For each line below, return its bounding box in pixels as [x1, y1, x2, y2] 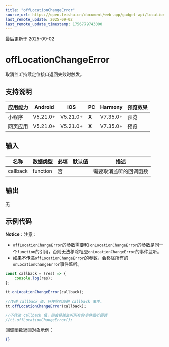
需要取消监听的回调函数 [93, 168, 148, 175]
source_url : [5, 12, 30, 17]
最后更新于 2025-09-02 [5, 36, 54, 42]
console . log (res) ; [14, 276, 53, 281]
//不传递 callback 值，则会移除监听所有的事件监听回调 [5, 313, 107, 318]
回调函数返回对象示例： [5, 327, 54, 333]
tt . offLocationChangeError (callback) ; [5, 304, 87, 309]
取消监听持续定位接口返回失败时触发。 [5, 71, 84, 77]
